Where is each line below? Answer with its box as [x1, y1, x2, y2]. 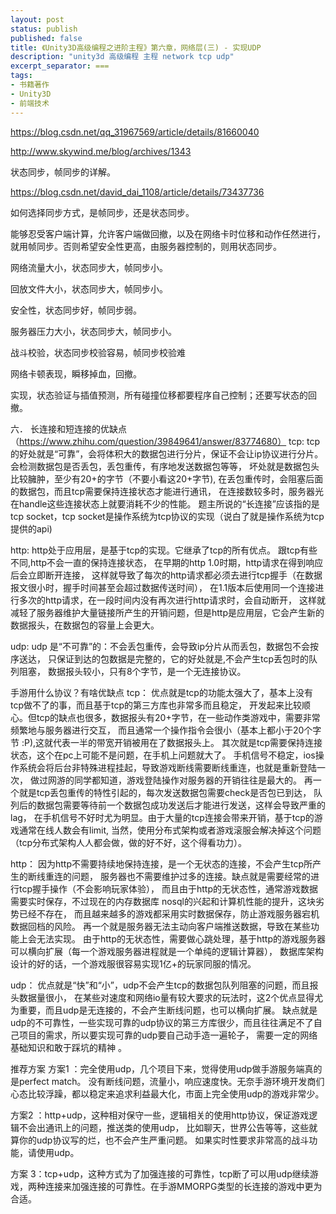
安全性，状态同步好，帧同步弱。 [10, 304, 142, 316]
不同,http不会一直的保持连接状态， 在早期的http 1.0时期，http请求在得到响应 [10, 556, 324, 568]
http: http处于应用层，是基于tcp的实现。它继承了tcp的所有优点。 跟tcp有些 [10, 544, 318, 556]
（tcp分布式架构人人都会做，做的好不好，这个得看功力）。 [10, 836, 248, 848]
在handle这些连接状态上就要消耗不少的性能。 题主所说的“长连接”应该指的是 [10, 497, 320, 510]
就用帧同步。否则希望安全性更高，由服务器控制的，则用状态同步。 [10, 240, 282, 252]
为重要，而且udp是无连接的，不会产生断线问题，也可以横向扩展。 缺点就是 [10, 1004, 318, 1016]
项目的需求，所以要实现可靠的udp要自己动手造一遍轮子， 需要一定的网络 [18, 1029, 318, 1041]
